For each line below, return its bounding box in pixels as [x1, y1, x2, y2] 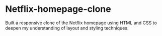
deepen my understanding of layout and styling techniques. [5, 25, 129, 31]
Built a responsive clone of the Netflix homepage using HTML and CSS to [5, 20, 157, 26]
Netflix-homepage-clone [5, 3, 112, 15]
